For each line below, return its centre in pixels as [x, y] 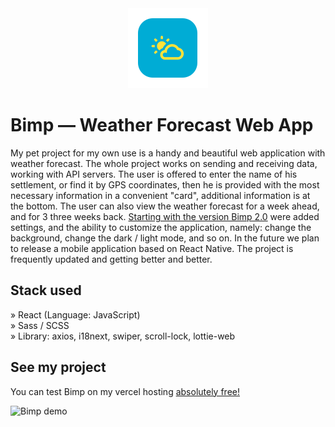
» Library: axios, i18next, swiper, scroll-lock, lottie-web [123, 336]
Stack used [46, 290]
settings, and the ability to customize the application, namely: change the [161, 227]
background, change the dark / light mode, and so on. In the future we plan [165, 238]
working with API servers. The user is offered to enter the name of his [154, 174]
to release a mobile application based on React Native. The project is [152, 248]
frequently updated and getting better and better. [111, 259]
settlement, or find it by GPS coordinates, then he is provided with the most [165, 184]
